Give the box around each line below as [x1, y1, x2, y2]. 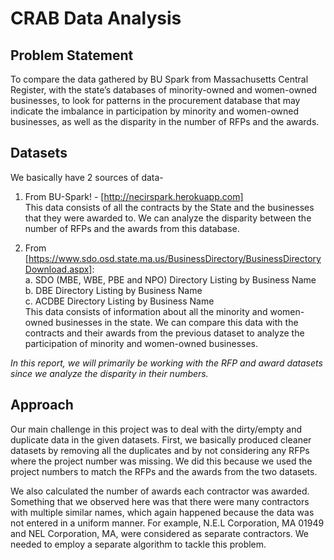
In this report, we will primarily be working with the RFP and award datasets [10, 357, 323, 369]
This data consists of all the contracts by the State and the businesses [24, 201, 315, 213]
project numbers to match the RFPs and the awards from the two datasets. [10, 465, 318, 477]
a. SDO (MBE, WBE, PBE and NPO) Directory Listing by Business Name [24, 273, 317, 286]
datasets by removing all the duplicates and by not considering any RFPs [10, 444, 310, 456]
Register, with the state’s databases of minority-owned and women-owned [10, 84, 318, 96]
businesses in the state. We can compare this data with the [55, 316, 299, 328]
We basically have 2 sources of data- [10, 171, 164, 183]
